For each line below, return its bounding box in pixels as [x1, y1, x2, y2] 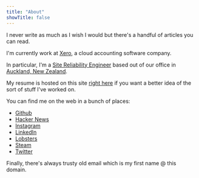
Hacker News [15, 116, 50, 123]
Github [15, 109, 32, 116]
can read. [6, 38, 30, 45]
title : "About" [6, 8, 45, 15]
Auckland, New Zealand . [6, 67, 68, 74]
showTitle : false [6, 15, 50, 21]
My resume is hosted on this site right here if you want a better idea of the [6, 79, 192, 87]
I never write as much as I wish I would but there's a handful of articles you [6, 31, 194, 38]
